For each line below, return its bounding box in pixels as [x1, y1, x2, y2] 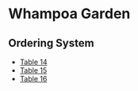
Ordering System [8, 36, 94, 50]
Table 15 [19, 66, 48, 75]
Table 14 [19, 57, 48, 66]
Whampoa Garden [8, 5, 131, 23]
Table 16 [19, 74, 48, 83]
